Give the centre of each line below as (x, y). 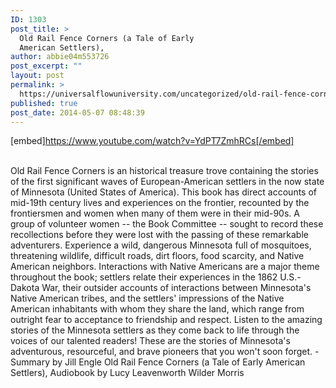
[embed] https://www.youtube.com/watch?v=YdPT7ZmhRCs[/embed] (152, 141)
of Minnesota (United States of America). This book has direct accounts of (163, 192)
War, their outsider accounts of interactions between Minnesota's (176, 288)
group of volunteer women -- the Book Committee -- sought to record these (167, 224)
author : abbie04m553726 (60, 57)
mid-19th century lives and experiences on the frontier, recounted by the (160, 203)
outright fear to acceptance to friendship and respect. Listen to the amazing (166, 320)
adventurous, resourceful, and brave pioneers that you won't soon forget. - (165, 352)
